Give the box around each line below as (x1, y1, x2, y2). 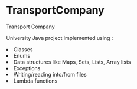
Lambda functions (14, 77, 58, 84)
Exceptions (14, 64, 41, 71)
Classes (14, 45, 33, 53)
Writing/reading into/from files (14, 71, 87, 78)
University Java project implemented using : (6, 34, 113, 41)
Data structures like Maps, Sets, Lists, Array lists (14, 58, 131, 65)
